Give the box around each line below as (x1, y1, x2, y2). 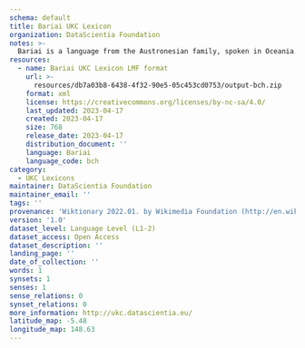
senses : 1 (9, 283, 47, 292)
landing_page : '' (9, 249, 75, 258)
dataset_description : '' (9, 241, 103, 250)
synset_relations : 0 (9, 300, 88, 309)
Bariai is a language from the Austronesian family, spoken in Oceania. (17, 47, 299, 56)
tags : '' (9, 198, 43, 208)
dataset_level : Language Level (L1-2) (9, 224, 156, 233)
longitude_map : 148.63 (9, 325, 95, 334)
